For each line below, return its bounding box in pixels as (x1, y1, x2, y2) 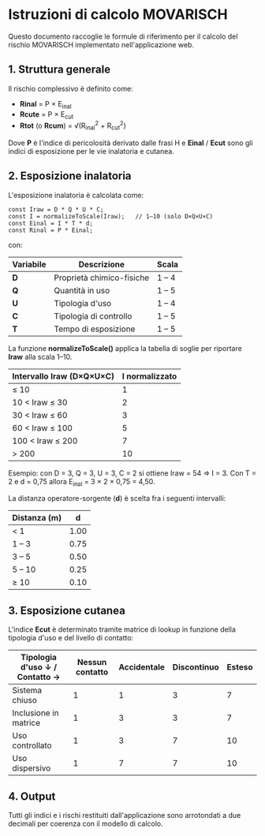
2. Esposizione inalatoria (8, 170, 132, 183)
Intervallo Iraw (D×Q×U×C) (12, 371, 114, 382)
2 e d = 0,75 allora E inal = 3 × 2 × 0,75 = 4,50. (8, 476, 155, 488)
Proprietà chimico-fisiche (54, 272, 150, 283)
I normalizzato (121, 371, 177, 382)
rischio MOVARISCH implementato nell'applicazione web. (8, 39, 195, 49)
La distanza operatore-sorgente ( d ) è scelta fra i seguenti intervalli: (8, 494, 226, 503)
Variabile (12, 259, 47, 270)
